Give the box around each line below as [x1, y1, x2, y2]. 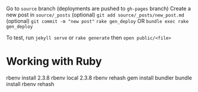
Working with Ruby [6, 55, 102, 68]
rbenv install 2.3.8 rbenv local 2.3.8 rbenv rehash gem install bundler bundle [6, 74, 193, 81]
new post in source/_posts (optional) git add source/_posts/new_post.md [6, 11, 185, 18]
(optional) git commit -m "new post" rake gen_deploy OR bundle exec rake [6, 18, 189, 24]
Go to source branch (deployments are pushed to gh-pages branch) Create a [6, 5, 191, 12]
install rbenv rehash [6, 80, 55, 87]
